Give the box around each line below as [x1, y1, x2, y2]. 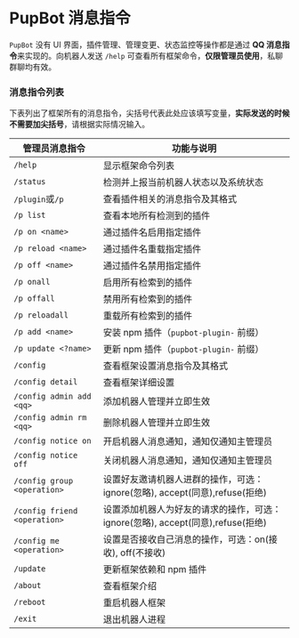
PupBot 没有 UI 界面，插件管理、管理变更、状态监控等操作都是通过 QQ [9, 39, 265, 50]
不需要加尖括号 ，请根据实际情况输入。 [9, 119, 149, 130]
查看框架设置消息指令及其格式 [102, 359, 229, 372]
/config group [13, 476, 74, 486]
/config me [13, 536, 60, 546]
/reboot [13, 597, 46, 608]
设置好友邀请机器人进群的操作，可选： [102, 473, 264, 486]
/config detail [13, 377, 78, 387]
